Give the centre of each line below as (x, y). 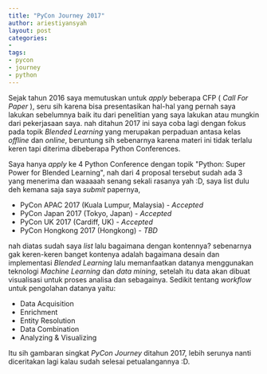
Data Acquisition (47, 303)
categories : (28, 38)
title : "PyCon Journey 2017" (57, 16)
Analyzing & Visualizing (58, 337)
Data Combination (49, 329)
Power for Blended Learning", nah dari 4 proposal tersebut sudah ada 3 (126, 172)
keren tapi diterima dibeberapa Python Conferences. (94, 148)
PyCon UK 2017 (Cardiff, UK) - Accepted (86, 222)
